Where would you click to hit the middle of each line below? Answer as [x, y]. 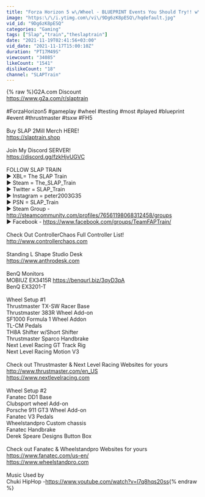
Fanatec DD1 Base [29, 397]
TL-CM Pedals [24, 326]
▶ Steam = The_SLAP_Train [41, 183]
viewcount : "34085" [31, 57]
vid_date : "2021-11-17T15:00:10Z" [50, 46]
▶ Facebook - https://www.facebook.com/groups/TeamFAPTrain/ [89, 222]
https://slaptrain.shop [33, 138]
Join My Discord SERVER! [39, 150]
